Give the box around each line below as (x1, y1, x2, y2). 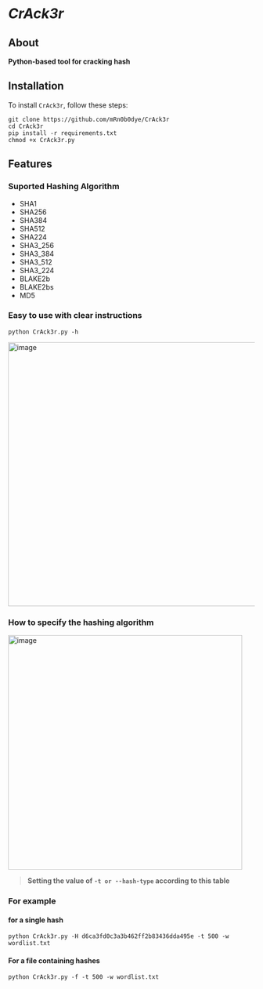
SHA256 (19, 207, 47, 217)
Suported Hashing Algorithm (8, 181, 120, 192)
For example (8, 896, 56, 907)
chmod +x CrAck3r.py (8, 136, 76, 144)
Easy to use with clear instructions (8, 310, 142, 321)
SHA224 (19, 232, 47, 242)
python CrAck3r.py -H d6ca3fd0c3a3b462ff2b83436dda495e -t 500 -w (8, 932, 229, 940)
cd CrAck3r (8, 122, 44, 130)
